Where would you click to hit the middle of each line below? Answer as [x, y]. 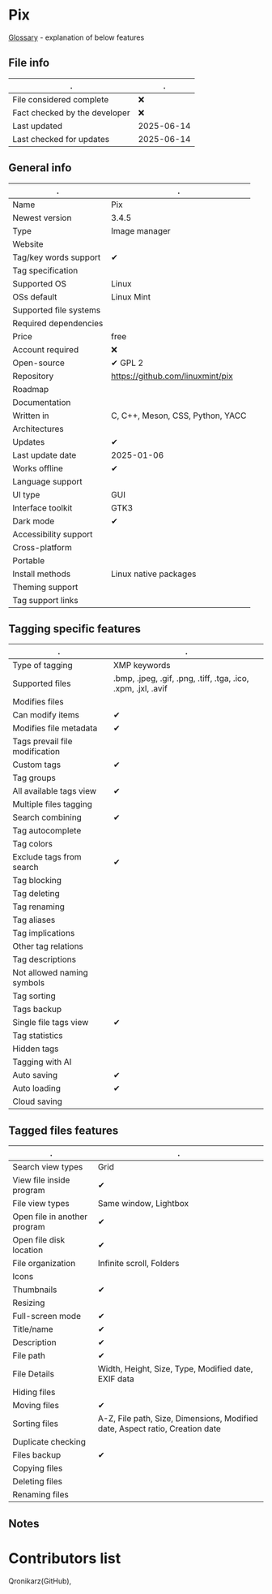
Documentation [42, 402]
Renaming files [40, 1495]
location [28, 1250]
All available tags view [55, 791]
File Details [34, 1374]
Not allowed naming [51, 973]
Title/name [33, 1329]
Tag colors [32, 844]
